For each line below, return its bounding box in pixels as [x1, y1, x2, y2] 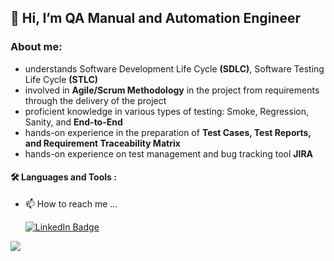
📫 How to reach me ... [24, 197, 118, 210]
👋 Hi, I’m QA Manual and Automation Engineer [10, 10, 301, 27]
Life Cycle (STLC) [24, 73, 99, 85]
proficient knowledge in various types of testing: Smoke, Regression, [24, 105, 309, 117]
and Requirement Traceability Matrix [24, 137, 181, 149]
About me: [10, 40, 63, 54]
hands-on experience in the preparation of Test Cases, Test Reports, [24, 126, 312, 138]
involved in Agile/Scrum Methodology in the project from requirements [24, 84, 320, 96]
